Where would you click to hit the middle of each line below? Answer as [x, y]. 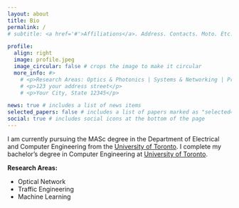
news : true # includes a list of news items [74, 106]
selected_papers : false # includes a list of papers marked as [103, 112]
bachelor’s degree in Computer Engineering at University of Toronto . [108, 154]
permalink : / [27, 27]
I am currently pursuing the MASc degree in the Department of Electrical [113, 138]
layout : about [28, 14]
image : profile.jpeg [44, 60]
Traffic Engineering [46, 189]
